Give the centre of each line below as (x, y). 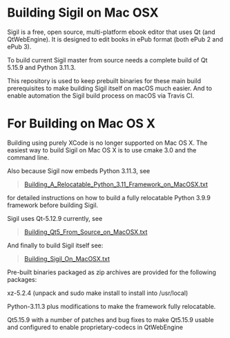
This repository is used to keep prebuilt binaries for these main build (104, 80)
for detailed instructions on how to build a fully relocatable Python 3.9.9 (109, 197)
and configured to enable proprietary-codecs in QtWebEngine (95, 327)
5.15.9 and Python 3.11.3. (41, 67)
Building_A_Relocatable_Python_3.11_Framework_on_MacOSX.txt (116, 184)
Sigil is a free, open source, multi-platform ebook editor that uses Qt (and (111, 32)
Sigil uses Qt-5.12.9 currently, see (55, 218)
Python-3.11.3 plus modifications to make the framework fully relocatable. (112, 306)
